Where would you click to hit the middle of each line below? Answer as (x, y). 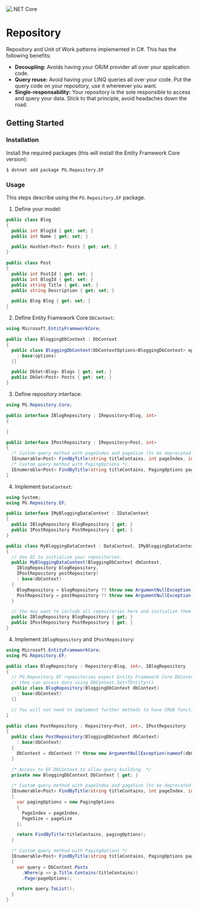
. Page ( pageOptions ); (47, 878)
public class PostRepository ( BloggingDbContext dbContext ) (85, 737)
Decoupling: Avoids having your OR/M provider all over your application (102, 67)
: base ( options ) (37, 356)
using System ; (24, 497)
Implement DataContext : (43, 486)
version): (17, 159)
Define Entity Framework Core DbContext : (65, 318)
